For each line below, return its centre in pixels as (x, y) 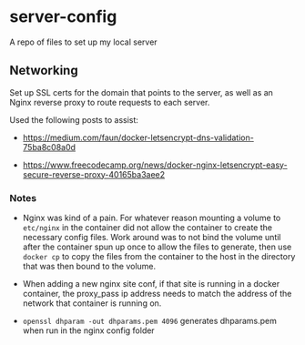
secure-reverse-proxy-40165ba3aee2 (94, 174)
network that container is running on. (92, 303)
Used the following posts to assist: (74, 119)
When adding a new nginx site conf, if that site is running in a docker (151, 284)
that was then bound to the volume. (89, 267)
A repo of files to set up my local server (83, 42)
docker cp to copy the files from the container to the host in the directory (159, 257)
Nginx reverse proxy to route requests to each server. (110, 102)
